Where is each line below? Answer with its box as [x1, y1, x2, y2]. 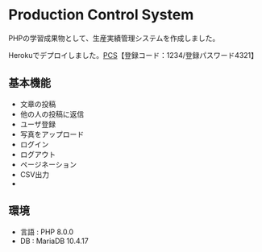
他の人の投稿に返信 [19, 109, 85, 118]
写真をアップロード [19, 129, 85, 138]
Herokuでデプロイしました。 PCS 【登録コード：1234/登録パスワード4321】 [8, 50, 259, 60]
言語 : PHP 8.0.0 [19, 227, 74, 237]
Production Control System [8, 6, 194, 24]
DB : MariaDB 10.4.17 [19, 236, 89, 246]
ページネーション [19, 159, 77, 169]
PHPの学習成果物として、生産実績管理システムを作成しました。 [8, 33, 220, 43]
